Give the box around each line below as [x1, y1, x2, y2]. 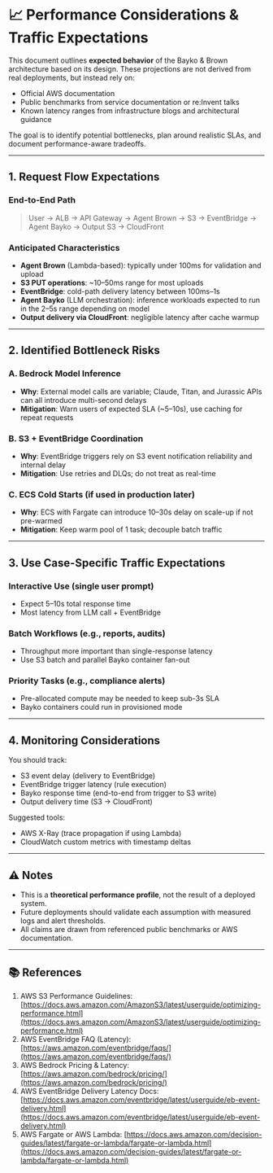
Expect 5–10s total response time [19, 598, 132, 608]
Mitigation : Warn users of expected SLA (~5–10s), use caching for [19, 404, 243, 414]
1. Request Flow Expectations [8, 170, 160, 184]
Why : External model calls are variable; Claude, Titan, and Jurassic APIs [19, 387, 262, 396]
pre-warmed [19, 516, 63, 526]
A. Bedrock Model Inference [8, 368, 122, 379]
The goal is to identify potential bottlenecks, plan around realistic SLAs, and [8, 130, 262, 140]
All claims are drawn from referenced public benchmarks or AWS [19, 925, 238, 934]
